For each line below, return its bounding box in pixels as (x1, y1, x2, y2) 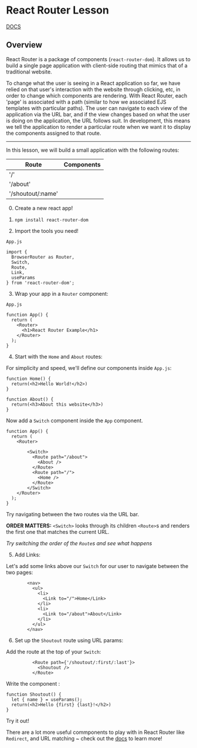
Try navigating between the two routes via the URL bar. (6, 510, 140, 517)
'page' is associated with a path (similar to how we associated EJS (6, 98, 167, 105)
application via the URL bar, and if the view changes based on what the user (6, 111, 191, 118)
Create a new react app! (14, 204, 73, 212)
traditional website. (6, 68, 52, 75)
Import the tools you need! (14, 227, 79, 234)
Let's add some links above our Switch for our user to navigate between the (6, 562, 189, 569)
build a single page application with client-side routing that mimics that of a (6, 62, 188, 69)
